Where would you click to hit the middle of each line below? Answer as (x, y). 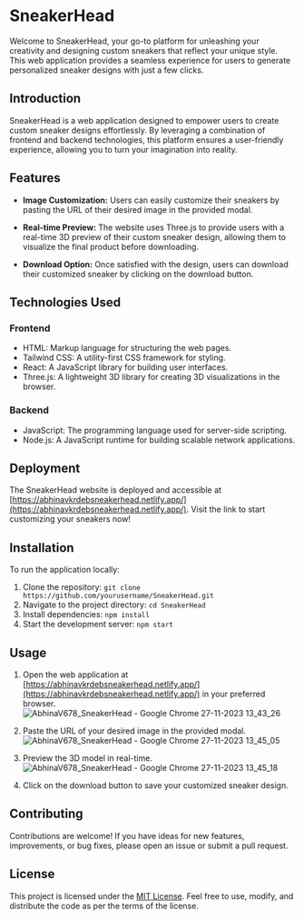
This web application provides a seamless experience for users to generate (150, 60)
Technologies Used (65, 302)
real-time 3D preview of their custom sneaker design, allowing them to (154, 236)
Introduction (45, 99)
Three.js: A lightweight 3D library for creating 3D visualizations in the (151, 377)
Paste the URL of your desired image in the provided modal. (134, 730)
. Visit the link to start (226, 509)
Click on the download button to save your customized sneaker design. (155, 785)
